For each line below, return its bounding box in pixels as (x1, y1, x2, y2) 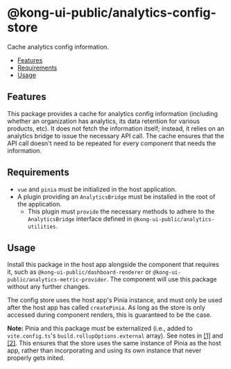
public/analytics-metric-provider (7, 277, 108, 284)
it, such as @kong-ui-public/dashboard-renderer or (7, 268, 152, 276)
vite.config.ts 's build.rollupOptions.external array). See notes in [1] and (7, 331, 223, 340)
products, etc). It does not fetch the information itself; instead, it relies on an (7, 124, 225, 133)
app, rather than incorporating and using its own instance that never (7, 346, 202, 355)
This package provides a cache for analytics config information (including (7, 109, 219, 117)
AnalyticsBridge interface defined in (27, 214, 132, 223)
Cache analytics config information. (7, 42, 110, 51)
